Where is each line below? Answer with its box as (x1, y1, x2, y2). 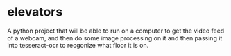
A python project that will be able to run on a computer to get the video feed (7, 27, 225, 35)
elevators (7, 4, 63, 20)
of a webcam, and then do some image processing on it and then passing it (7, 33, 223, 42)
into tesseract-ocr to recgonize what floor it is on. (7, 41, 149, 49)
